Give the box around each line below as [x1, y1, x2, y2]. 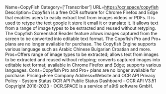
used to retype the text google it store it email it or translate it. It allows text [5, 20, 159, 26]
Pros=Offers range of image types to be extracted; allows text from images [5, 51, 159, 57]
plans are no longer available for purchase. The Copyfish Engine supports [5, 41, 157, 47]
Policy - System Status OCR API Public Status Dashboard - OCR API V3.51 [5, 78, 157, 84]
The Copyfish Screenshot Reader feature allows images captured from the [5, 31, 158, 36]
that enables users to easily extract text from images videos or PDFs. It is [5, 15, 155, 20]
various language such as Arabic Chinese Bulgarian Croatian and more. [5, 47, 152, 52]
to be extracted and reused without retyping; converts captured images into [5, 57, 161, 62]
